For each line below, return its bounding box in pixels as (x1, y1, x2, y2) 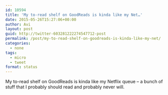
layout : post (5, 27, 33, 32)
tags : (5, 50, 17, 55)
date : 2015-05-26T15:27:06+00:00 (5, 17, 77, 22)
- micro (10, 55, 27, 60)
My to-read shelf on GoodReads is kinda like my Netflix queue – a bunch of (5, 79, 163, 85)
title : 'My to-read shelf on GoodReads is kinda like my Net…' (5, 12, 143, 17)
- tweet (10, 60, 27, 65)
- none (10, 45, 24, 51)
